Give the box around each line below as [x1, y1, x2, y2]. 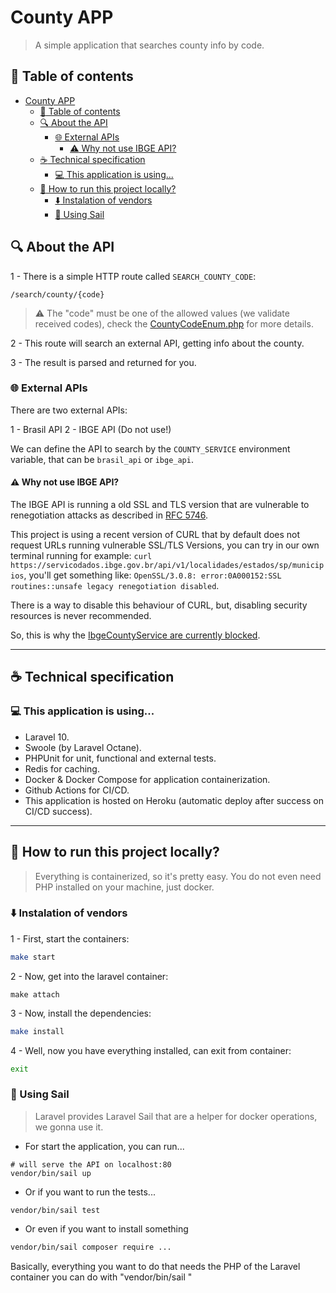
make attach [10, 989, 60, 1000]
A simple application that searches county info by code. [34, 39, 265, 51]
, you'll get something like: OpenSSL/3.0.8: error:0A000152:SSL [23, 569, 282, 581]
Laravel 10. [24, 731, 70, 743]
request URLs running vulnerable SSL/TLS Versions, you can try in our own [10, 539, 320, 551]
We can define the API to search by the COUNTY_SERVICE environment [10, 442, 291, 455]
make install [10, 1026, 65, 1036]
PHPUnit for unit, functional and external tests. [24, 752, 217, 764]
